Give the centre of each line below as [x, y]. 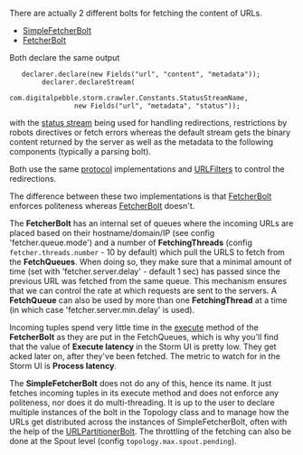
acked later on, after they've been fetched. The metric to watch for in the [145, 356]
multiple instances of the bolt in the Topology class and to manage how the [149, 412]
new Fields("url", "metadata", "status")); [157, 106]
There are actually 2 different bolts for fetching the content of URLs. [136, 13]
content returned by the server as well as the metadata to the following [142, 142]
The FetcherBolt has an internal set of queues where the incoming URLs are [151, 223]
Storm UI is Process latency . [63, 366]
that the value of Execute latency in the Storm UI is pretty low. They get [143, 346]
